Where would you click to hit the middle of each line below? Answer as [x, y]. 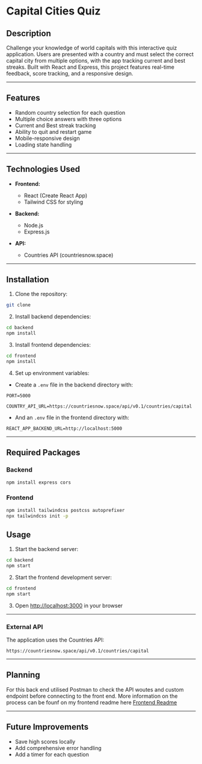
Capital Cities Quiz [54, 11]
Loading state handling [43, 144]
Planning [23, 675]
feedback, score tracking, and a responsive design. [70, 73]
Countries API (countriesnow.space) [69, 255]
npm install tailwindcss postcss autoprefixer [66, 510]
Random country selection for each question [70, 112]
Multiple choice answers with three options [68, 119]
